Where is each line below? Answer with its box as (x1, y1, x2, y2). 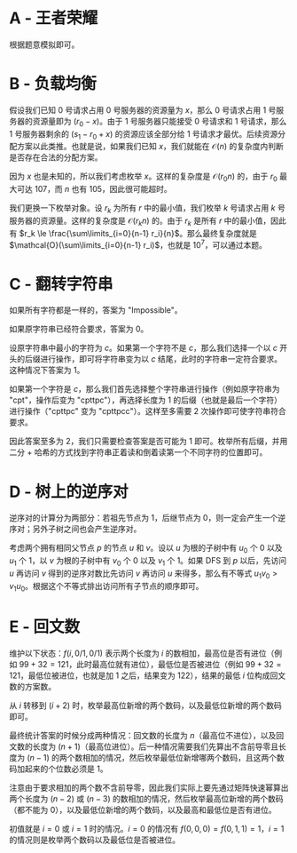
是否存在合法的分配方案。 (9, 152, 103, 163)
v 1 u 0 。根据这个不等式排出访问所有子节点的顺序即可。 (9, 580, 204, 594)
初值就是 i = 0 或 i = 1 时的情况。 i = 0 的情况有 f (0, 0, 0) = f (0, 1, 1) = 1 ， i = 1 (9, 823, 285, 833)
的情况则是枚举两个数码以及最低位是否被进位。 (9, 834, 180, 845)
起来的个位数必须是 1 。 (24, 763, 108, 774)
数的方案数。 (9, 681, 56, 691)
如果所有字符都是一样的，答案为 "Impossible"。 (9, 305, 184, 315)
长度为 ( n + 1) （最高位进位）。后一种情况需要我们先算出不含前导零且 (32, 741, 279, 752)
